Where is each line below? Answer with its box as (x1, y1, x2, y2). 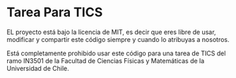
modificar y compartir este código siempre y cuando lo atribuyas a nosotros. (6, 35, 230, 43)
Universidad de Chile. (6, 64, 69, 72)
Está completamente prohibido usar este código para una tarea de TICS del (6, 49, 226, 57)
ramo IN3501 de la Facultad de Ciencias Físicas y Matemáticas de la (6, 56, 205, 65)
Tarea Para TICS (6, 4, 103, 21)
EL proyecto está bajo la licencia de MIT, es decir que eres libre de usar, (6, 28, 216, 36)
